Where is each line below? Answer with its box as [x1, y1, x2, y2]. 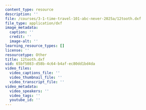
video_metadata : [5, 84, 38, 89]
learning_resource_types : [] [5, 43, 65, 48]
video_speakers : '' [9, 89, 49, 93]
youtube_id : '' [9, 98, 41, 103]
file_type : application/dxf [5, 20, 63, 26]
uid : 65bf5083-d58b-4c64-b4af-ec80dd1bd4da [5, 61, 96, 66]
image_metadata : [5, 25, 38, 30]
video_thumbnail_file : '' [9, 75, 63, 80]
